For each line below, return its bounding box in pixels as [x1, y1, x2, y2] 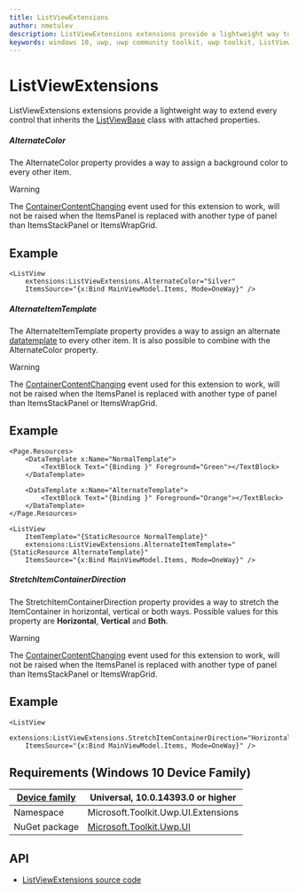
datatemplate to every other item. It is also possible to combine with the [9, 334, 271, 346]
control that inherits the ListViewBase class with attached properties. [9, 114, 261, 125]
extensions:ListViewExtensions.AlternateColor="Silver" [25, 277, 237, 286]
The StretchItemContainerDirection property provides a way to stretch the [9, 596, 279, 607]
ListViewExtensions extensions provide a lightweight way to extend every [9, 106, 278, 116]
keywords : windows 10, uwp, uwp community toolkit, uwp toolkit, [9, 37, 255, 47]
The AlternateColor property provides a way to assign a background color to [9, 157, 288, 168]
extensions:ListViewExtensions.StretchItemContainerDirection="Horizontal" [9, 733, 295, 742]
